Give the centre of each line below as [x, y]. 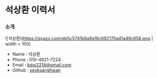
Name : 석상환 [26, 54]
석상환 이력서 [30, 10]
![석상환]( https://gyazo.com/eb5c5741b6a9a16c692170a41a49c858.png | [79, 39]
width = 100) [18, 44]
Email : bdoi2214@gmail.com [42, 65]
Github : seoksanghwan [36, 70]
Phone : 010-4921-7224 [36, 60]
